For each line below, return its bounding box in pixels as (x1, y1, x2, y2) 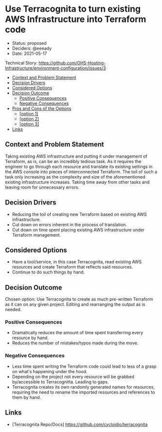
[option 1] (19, 110, 38, 116)
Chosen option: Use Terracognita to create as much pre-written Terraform (5, 296, 153, 302)
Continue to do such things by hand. (12, 269, 85, 275)
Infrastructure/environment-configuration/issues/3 (5, 65, 106, 71)
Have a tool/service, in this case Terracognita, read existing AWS (12, 259, 142, 265)
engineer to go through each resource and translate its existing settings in (5, 163, 153, 169)
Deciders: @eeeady (12, 45, 52, 51)
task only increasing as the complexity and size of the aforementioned (5, 174, 146, 180)
